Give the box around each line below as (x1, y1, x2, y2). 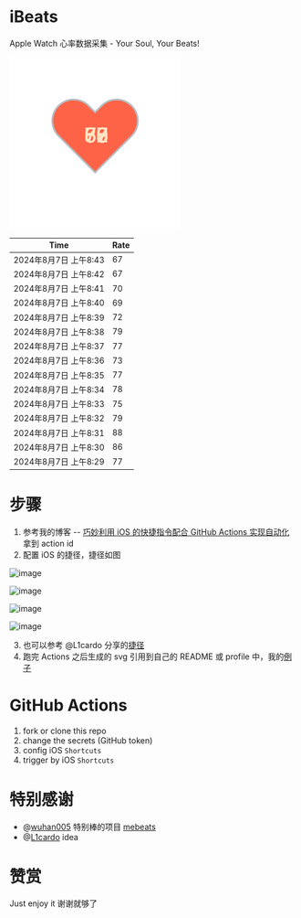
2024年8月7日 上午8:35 (13, 369, 105, 380)
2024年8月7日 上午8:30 (13, 442, 105, 453)
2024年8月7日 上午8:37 (13, 341, 105, 352)
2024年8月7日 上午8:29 (13, 456, 105, 467)
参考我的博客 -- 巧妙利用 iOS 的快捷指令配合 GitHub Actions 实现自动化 (22, 526, 290, 537)
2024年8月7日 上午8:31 (13, 427, 105, 438)
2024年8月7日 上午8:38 (13, 326, 105, 337)
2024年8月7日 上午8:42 (13, 268, 105, 280)
